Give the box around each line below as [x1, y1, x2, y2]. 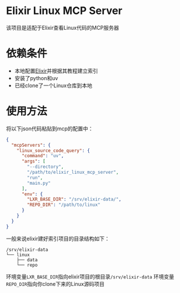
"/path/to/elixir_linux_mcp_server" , [27, 170, 119, 175]
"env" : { [21, 191, 43, 197]
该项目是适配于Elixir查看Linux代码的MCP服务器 [6, 24, 119, 31]
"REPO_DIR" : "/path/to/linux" [27, 202, 101, 208]
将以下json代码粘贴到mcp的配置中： [6, 125, 94, 132]
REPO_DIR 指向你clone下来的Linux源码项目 [6, 280, 105, 287]
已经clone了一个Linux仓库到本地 [14, 82, 92, 89]
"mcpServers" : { [11, 142, 51, 148]
